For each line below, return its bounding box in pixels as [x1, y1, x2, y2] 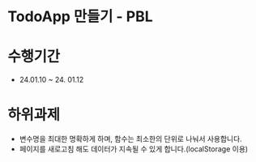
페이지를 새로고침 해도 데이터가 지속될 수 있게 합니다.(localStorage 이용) [19, 144, 249, 154]
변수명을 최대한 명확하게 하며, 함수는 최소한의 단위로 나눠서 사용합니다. [19, 134, 242, 144]
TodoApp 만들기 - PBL [7, 7, 153, 26]
